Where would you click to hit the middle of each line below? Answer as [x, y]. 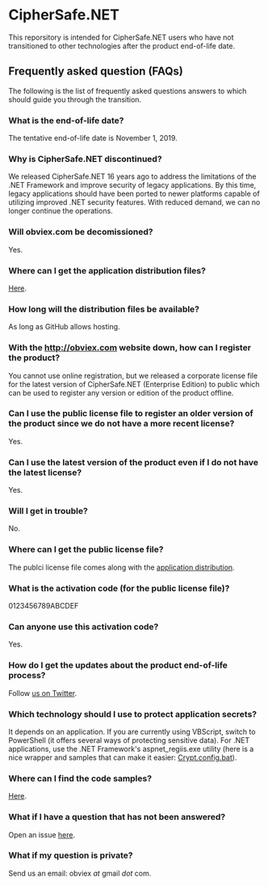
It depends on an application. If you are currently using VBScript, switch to [132, 731]
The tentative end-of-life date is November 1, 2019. [93, 138]
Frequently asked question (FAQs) [96, 72]
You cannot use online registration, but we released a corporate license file [133, 375]
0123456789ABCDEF [44, 606]
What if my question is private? [71, 855]
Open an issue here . [42, 834]
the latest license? [45, 473]
